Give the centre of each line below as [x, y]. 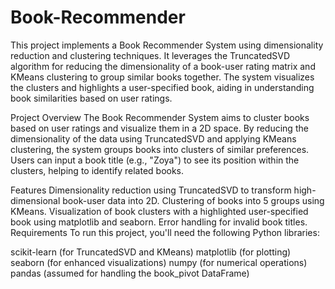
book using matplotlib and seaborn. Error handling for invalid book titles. [159, 222]
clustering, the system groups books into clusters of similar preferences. [160, 149]
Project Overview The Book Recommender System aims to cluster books [160, 117]
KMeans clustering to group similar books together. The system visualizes [162, 77]
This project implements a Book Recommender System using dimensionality [167, 45]
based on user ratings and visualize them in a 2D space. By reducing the [159, 128]
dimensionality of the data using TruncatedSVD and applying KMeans [153, 138]
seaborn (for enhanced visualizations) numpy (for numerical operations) [159, 262]
